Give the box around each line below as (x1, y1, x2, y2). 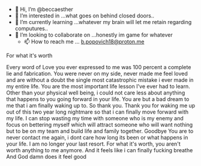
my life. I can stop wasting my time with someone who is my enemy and (6, 115, 184, 121)
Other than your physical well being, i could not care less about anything (6, 89, 185, 96)
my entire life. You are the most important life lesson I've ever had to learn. (6, 83, 190, 90)
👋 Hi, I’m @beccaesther (14, 6, 74, 13)
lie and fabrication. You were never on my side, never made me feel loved (6, 70, 188, 77)
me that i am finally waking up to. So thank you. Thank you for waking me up (6, 102, 196, 109)
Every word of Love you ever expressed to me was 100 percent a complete (6, 64, 191, 70)
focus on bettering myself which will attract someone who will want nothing (6, 121, 193, 128)
